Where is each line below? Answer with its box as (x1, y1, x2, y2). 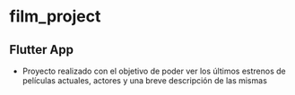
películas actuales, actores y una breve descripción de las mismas (22, 75, 267, 86)
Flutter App (9, 42, 74, 57)
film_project (9, 6, 101, 27)
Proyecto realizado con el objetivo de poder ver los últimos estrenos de (22, 65, 286, 76)
